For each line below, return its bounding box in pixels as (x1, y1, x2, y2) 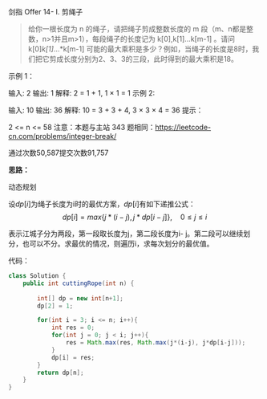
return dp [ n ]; (37, 368, 84, 377)
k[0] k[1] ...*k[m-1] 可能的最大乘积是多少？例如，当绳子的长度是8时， (27, 44, 253, 54)
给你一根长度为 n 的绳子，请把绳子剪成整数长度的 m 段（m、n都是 (27, 24, 247, 34)
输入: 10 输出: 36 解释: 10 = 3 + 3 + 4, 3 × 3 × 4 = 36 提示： (8, 105, 204, 115)
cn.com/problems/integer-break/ (8, 132, 117, 140)
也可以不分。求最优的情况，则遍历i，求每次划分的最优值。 (22, 239, 214, 248)
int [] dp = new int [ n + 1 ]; (37, 294, 124, 303)
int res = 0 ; (51, 324, 95, 332)
